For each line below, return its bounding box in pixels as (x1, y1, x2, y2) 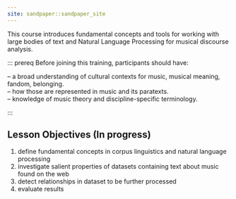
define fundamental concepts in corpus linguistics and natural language (17, 147, 228, 156)
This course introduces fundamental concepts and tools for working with (7, 30, 219, 38)
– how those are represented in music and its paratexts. (7, 87, 169, 95)
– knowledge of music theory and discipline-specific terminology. (7, 95, 198, 103)
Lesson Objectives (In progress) (7, 128, 151, 141)
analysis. (7, 44, 33, 53)
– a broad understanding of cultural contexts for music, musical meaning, (7, 72, 220, 80)
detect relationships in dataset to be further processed (17, 177, 177, 186)
